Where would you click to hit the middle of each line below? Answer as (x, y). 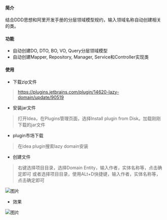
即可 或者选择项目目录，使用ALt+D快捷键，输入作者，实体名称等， (91, 174)
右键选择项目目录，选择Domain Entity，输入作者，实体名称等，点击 (88, 168)
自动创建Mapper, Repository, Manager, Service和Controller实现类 (81, 57)
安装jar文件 (24, 107)
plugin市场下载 (28, 135)
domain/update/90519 (41, 97)
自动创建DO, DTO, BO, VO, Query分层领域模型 (60, 51)
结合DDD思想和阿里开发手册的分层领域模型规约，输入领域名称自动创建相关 (83, 20)
